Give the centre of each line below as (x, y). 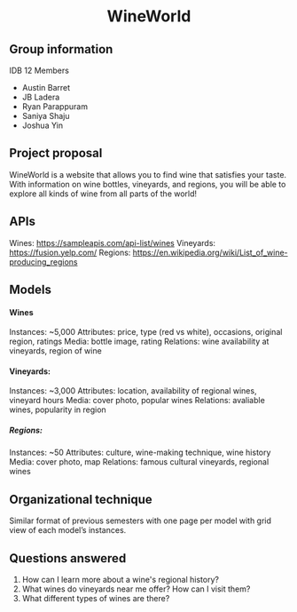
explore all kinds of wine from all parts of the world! (103, 194)
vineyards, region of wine (55, 351)
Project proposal (56, 153)
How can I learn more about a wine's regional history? (121, 580)
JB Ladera (41, 97)
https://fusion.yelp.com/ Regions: (70, 252)
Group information (61, 49)
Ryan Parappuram (55, 107)
